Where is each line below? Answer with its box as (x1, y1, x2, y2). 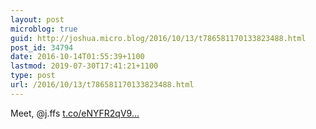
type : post (10, 71, 56, 81)
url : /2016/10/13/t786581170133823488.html (10, 80, 195, 90)
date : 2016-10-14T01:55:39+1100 (10, 52, 145, 62)
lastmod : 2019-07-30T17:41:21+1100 (10, 61, 159, 71)
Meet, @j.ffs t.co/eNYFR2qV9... (10, 107, 140, 119)
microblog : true (10, 24, 78, 34)
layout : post (10, 14, 65, 25)
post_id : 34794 (10, 42, 74, 53)
